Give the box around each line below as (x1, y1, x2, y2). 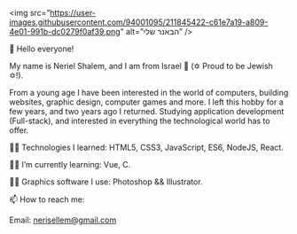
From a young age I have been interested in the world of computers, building (9, 88, 289, 97)
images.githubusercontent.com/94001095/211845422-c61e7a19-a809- (9, 17, 269, 27)
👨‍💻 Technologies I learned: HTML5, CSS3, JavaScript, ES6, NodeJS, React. (9, 142, 284, 152)
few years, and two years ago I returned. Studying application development (9, 106, 285, 116)
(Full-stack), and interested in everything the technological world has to (9, 115, 270, 126)
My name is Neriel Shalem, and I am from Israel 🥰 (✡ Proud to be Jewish (9, 61, 273, 71)
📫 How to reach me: (9, 194, 85, 205)
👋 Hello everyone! (9, 43, 74, 54)
